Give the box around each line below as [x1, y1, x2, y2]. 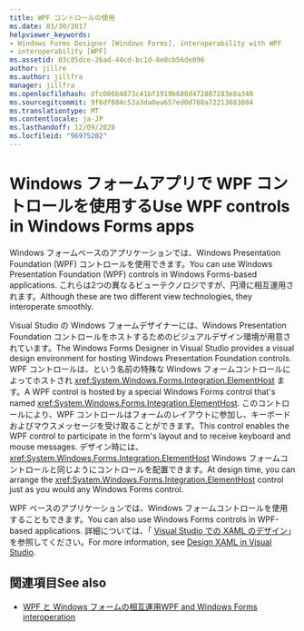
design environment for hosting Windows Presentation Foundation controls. [9, 352, 292, 363]
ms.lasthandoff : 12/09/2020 [9, 123, 116, 133]
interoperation [22, 611, 75, 622]
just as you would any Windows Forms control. [9, 483, 184, 495]
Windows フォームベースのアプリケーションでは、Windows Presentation [9, 247, 281, 258]
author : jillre [9, 64, 67, 74]
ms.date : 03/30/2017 [9, 22, 88, 31]
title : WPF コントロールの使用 [9, 13, 115, 23]
